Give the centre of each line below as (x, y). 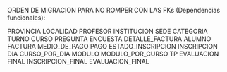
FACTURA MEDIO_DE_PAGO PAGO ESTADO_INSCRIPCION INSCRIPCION (112, 46)
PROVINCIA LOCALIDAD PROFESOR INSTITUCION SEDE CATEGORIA (108, 31)
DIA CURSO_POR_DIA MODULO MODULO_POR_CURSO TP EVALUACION (113, 54)
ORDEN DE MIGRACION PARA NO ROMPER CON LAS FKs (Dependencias (114, 10)
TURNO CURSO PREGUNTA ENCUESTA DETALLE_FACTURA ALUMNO (109, 39)
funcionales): (26, 18)
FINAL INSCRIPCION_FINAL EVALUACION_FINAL (78, 61)
